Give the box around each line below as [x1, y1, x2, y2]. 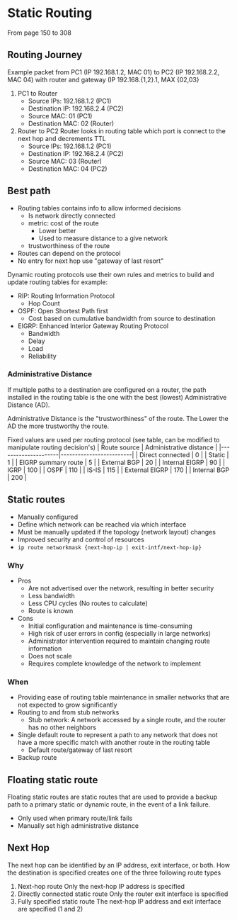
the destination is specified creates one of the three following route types [7, 868, 221, 877]
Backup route [17, 753, 57, 762]
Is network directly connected [28, 211, 115, 220]
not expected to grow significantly [17, 700, 118, 709]
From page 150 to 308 [7, 28, 72, 37]
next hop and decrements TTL [17, 134, 106, 142]
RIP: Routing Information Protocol [17, 291, 115, 300]
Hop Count [28, 299, 60, 308]
